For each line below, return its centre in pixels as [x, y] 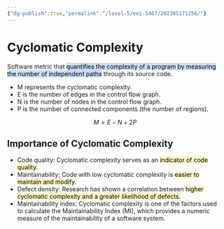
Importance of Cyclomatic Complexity [90, 144]
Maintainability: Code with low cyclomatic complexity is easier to [108, 175]
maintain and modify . [47, 182]
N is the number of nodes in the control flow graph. [89, 101]
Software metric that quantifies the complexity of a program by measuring [112, 67]
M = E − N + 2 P [115, 122]
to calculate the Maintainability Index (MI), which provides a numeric [113, 211]
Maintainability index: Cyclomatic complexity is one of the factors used [117, 204]
